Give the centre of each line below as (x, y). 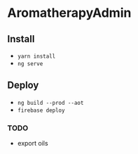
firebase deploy (41, 110)
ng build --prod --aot (50, 103)
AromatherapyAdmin (69, 13)
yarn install (36, 56)
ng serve (30, 64)
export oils (33, 143)
